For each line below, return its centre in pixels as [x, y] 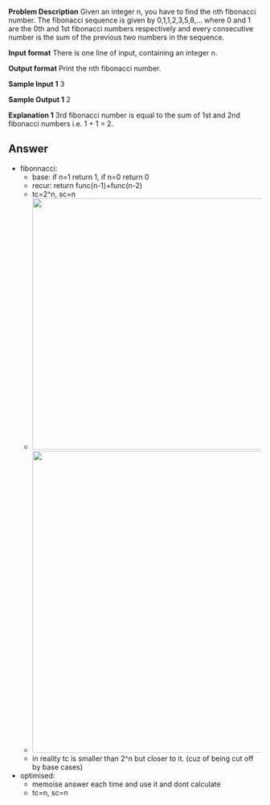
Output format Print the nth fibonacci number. [85, 68]
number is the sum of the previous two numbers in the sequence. [117, 37]
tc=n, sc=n [50, 792]
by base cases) [57, 766]
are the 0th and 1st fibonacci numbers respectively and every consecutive [131, 29]
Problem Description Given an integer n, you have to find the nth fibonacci [132, 12]
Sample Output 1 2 [39, 99]
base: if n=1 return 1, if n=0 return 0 [91, 177]
